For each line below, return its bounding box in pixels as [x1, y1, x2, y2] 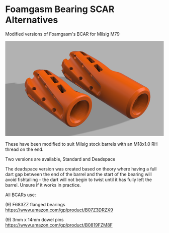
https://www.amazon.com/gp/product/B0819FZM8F [5, 222, 113, 228]
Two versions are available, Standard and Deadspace [5, 156, 116, 162]
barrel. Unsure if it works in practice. [5, 182, 81, 188]
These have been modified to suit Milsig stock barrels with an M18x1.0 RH [5, 141, 158, 147]
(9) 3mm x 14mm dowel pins [5, 216, 64, 222]
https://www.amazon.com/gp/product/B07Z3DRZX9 [5, 207, 113, 213]
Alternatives [5, 14, 58, 26]
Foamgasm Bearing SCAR [5, 4, 115, 15]
